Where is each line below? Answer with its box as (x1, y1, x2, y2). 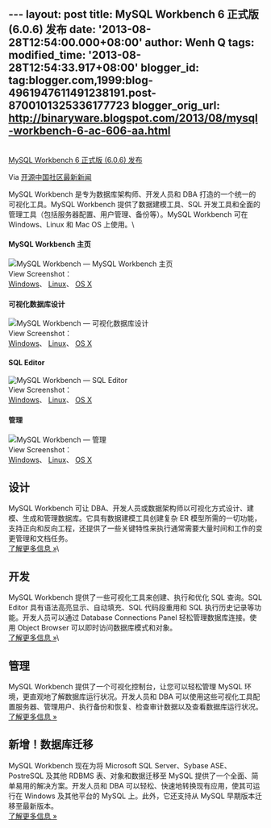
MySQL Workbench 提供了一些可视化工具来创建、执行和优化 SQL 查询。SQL (8, 593, 263, 602)
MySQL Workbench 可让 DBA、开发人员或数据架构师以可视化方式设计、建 (8, 503, 254, 514)
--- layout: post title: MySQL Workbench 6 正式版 (8, 7, 260, 22)
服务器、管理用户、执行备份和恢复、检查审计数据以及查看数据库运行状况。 (15, 702, 263, 712)
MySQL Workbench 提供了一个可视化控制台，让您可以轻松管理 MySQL (8, 682, 244, 692)
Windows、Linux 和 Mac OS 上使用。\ (8, 219, 135, 229)
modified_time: (8, 48, 86, 62)
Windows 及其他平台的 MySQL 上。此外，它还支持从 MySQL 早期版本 (23, 791, 256, 801)
